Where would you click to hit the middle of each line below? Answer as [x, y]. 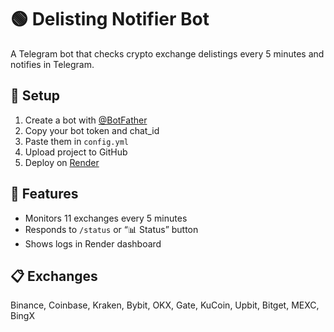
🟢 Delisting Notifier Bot [110, 19]
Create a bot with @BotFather [86, 120]
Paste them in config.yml [76, 141]
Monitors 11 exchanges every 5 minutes [106, 218]
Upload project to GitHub [76, 152]
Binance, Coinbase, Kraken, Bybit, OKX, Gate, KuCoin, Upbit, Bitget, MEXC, [165, 305]
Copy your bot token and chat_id [92, 130]
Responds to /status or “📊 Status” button [111, 229]
